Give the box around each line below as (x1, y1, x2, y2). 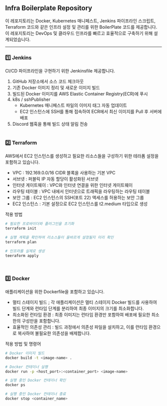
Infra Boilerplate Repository (5, 4, 92, 12)
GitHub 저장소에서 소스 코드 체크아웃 (12, 79, 84, 84)
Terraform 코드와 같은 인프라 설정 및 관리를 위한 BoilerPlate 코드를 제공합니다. (5, 24, 158, 30)
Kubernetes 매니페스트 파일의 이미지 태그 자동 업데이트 (19, 102, 127, 108)
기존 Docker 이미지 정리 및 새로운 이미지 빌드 (12, 84, 100, 91)
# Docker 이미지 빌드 (5, 350, 45, 356)
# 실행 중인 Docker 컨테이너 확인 (5, 378, 66, 383)
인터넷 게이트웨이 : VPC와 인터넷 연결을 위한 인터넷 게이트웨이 (12, 182, 133, 188)
